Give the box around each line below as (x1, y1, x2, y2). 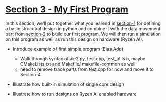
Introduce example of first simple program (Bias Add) (12, 46, 124, 52)
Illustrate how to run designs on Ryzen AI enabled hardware (12, 91, 137, 97)
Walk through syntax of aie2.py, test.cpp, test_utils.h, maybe (20, 55, 146, 61)
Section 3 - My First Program (5, 4, 129, 15)
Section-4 (20, 71, 41, 77)
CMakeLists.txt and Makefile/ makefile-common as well (20, 61, 136, 67)
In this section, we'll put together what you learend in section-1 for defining (5, 20, 161, 26)
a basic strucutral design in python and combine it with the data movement (5, 25, 161, 31)
